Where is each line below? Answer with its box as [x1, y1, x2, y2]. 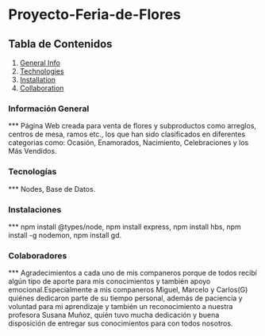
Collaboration [19, 83, 64, 93]
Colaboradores [8, 250, 67, 261]
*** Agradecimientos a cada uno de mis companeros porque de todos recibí [8, 268, 258, 278]
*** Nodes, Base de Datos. [8, 184, 96, 193]
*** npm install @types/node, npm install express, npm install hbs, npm [8, 222, 242, 231]
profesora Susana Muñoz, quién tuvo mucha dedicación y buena [8, 311, 220, 320]
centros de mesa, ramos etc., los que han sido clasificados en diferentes [8, 129, 246, 139]
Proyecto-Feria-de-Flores [8, 6, 181, 24]
